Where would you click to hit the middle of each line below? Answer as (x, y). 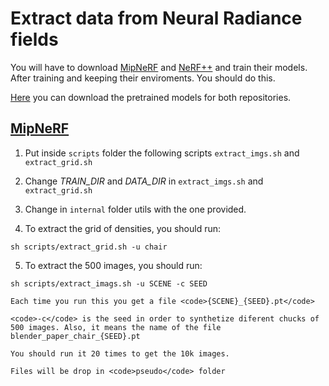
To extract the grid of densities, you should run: (123, 228)
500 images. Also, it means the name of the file (116, 327)
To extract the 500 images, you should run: (113, 265)
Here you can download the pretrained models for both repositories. (151, 97)
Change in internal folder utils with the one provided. (135, 209)
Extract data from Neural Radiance (156, 18)
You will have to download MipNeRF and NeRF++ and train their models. (159, 67)
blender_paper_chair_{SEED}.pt (75, 336)
